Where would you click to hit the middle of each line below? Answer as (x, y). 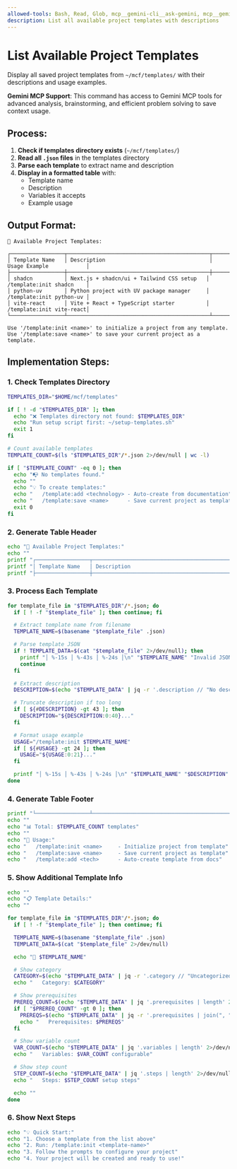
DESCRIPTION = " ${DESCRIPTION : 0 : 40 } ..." (77, 716)
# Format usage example (48, 735)
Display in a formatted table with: (67, 173)
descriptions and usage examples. (57, 83)
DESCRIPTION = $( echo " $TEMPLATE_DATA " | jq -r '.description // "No (115, 690)
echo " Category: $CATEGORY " (60, 983)
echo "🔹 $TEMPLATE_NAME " (50, 957)
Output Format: (42, 225)
